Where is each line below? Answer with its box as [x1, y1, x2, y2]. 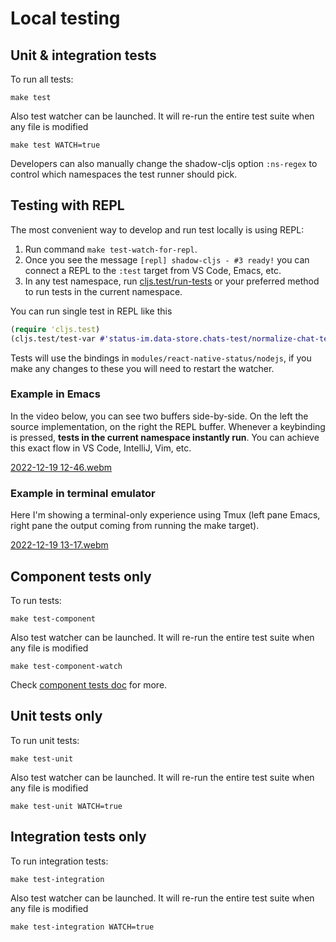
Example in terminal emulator [10, 486, 156, 500]
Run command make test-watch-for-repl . [24, 243, 198, 255]
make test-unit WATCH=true [10, 801, 123, 811]
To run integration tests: [10, 855, 109, 867]
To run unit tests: [10, 734, 80, 746]
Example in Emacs [10, 387, 101, 401]
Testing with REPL [10, 197, 125, 214]
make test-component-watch [10, 661, 123, 671]
